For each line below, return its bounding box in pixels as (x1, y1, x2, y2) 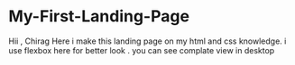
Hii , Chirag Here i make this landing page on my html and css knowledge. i (8, 36, 287, 46)
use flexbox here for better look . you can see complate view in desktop (8, 45, 275, 55)
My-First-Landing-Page (8, 6, 190, 27)
